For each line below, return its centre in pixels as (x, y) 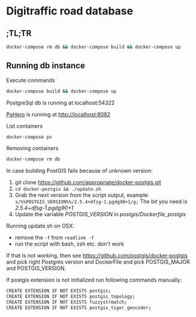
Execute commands (31, 80)
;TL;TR (19, 33)
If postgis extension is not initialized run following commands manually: (94, 280)
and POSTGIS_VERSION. (36, 268)
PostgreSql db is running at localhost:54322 (61, 103)
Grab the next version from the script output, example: (82, 195)
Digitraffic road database (70, 11)
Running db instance (46, 66)
